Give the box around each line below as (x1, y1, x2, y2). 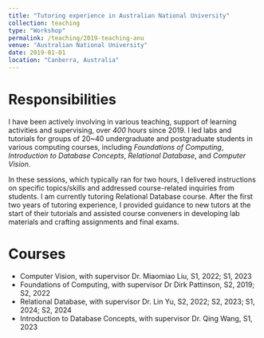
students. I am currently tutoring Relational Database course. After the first (8, 191, 254, 201)
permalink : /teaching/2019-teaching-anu (8, 33, 145, 42)
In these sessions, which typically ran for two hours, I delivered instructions (8, 175, 257, 184)
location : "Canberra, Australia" (8, 57, 120, 65)
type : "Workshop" (8, 26, 66, 34)
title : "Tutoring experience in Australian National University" (8, 11, 230, 20)
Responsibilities (8, 91, 117, 108)
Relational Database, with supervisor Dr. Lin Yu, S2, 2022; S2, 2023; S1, (19, 297, 255, 306)
